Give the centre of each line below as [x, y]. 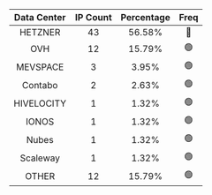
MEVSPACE [40, 67]
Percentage [145, 17]
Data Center [40, 17]
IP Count [93, 17]
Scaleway [40, 158]
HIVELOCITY [40, 103]
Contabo [40, 85]
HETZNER [40, 32]
